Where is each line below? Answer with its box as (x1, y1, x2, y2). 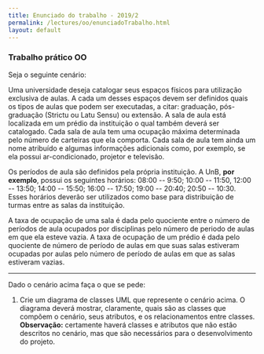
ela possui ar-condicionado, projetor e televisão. (8, 151, 165, 161)
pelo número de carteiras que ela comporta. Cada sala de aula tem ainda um (8, 135, 256, 144)
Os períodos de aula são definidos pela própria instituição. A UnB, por (8, 166, 235, 177)
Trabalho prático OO (8, 52, 87, 63)
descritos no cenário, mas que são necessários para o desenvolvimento (19, 328, 253, 338)
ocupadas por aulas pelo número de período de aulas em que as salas (8, 249, 236, 258)
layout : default (8, 26, 61, 34)
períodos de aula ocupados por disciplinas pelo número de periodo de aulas (8, 224, 255, 233)
